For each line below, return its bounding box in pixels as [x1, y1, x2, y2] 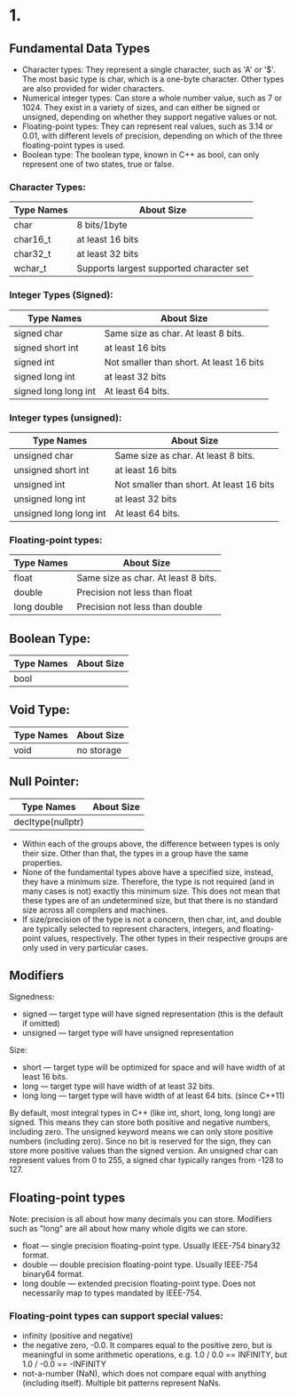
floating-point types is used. [21, 140, 126, 150]
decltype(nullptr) [13, 815, 84, 828]
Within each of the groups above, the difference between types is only [21, 838, 280, 849]
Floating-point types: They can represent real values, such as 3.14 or [21, 121, 273, 132]
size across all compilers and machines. [21, 904, 168, 915]
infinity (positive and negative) [21, 1330, 134, 1341]
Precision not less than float [76, 586, 192, 598]
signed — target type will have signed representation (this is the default [21, 1008, 284, 1019]
